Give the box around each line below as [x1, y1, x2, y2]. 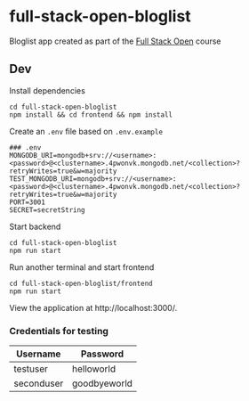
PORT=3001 [9, 198, 46, 207]
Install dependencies [9, 85, 86, 95]
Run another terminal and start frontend [9, 261, 155, 273]
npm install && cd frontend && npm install [9, 110, 173, 119]
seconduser [13, 377, 64, 389]
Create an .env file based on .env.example [9, 126, 163, 136]
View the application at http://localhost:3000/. [9, 302, 178, 313]
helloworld [72, 363, 116, 375]
